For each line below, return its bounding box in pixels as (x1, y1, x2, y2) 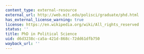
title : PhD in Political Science (5, 31, 77, 37)
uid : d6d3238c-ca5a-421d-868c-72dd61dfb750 (5, 37, 100, 42)
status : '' (5, 27, 29, 32)
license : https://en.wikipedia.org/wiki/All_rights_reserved (5, 22, 139, 27)
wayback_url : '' (5, 41, 40, 46)
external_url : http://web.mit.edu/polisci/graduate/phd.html (5, 12, 139, 17)
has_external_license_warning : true (5, 17, 84, 22)
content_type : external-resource (5, 7, 77, 13)
